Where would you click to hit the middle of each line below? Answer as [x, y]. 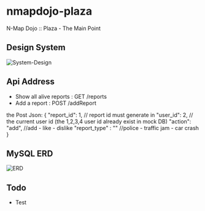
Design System [36, 48]
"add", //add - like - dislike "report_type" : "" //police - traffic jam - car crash [103, 128]
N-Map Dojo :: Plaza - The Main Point [54, 28]
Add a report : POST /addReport [56, 103]
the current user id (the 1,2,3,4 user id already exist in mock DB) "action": [99, 121]
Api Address [31, 82]
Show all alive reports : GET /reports [61, 96]
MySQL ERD [30, 154]
